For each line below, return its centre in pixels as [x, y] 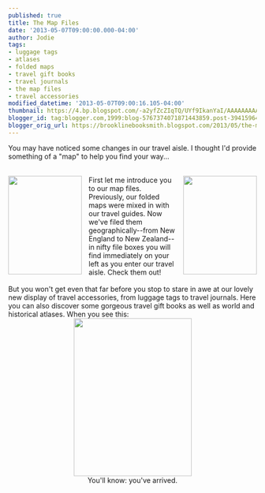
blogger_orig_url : [38, 125]
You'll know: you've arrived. [132, 480]
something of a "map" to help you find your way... [89, 156]
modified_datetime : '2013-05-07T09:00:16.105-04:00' [97, 103]
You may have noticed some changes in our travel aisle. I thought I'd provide [132, 148]
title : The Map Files [44, 23]
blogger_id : [28, 118]
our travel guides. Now [125, 213]
